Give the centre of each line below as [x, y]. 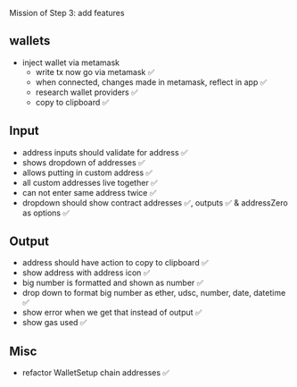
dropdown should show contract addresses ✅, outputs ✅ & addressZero [155, 202]
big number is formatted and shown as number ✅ [113, 283]
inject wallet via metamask [71, 63]
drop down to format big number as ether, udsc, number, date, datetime [154, 293]
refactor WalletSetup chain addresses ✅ [95, 373]
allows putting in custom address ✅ [87, 172]
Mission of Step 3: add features [67, 13]
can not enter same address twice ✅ [89, 192]
